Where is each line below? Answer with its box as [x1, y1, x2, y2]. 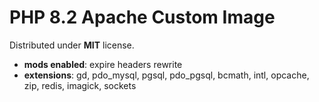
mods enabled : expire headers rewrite [23, 58, 183, 70]
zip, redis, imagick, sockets [23, 79, 137, 91]
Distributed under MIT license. [9, 39, 135, 51]
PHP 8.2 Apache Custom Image [9, 6, 276, 29]
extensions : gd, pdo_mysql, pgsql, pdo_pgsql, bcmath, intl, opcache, [23, 69, 310, 81]
